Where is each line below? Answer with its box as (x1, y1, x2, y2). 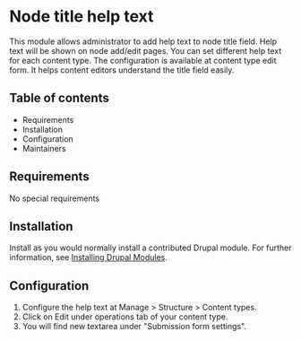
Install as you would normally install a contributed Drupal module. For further (9, 242, 292, 253)
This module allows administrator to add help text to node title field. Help (9, 36, 278, 47)
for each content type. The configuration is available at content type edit (9, 55, 277, 65)
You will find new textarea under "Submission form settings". (21, 321, 247, 332)
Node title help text (9, 6, 154, 27)
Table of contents (9, 91, 109, 106)
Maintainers (21, 143, 66, 153)
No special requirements (9, 193, 100, 204)
